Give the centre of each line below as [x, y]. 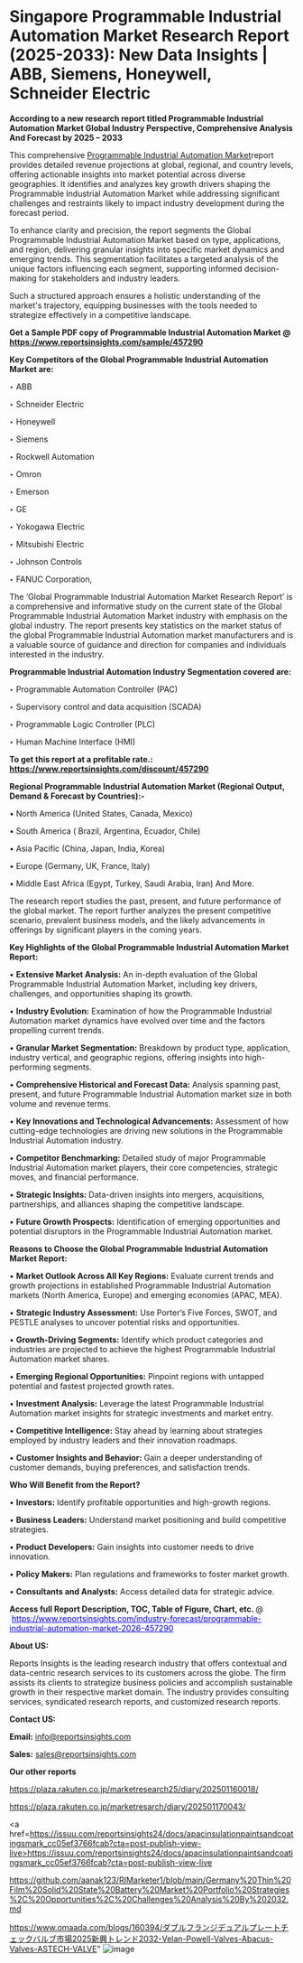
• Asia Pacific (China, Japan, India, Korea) [87, 848]
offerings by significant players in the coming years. [106, 930]
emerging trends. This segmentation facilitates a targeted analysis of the [144, 258]
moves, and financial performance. [74, 1177]
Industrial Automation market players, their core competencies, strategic [143, 1167]
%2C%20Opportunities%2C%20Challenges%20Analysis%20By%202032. [149, 1899]
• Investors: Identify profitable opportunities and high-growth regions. [140, 1502]
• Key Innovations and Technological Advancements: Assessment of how [149, 1121]
